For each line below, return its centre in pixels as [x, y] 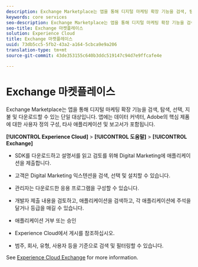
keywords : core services [37, 17]
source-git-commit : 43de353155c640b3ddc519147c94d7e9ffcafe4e [84, 56]
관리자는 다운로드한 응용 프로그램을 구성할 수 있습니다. [77, 188]
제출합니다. [38, 162]
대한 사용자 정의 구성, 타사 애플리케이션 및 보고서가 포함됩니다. [84, 124]
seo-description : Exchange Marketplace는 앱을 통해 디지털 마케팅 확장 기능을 [95, 22]
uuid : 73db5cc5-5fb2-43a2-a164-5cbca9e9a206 [62, 45]
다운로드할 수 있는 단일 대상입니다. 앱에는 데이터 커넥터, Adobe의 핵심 [99, 116]
